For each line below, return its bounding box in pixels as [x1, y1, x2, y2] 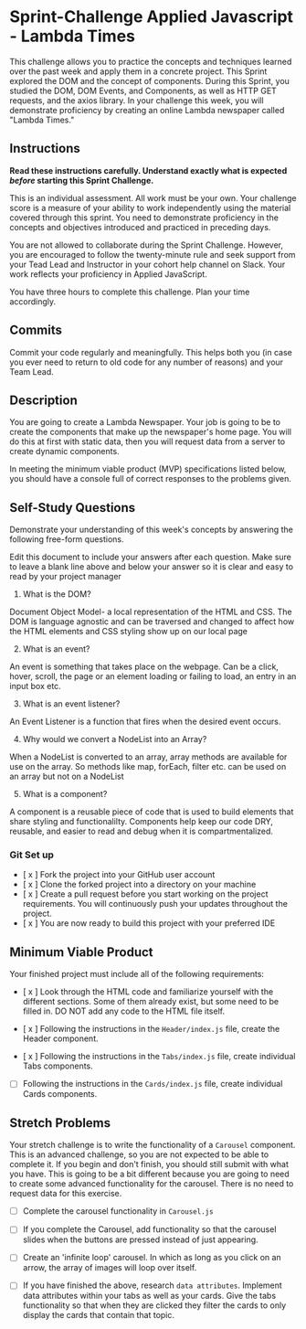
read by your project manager [9, 571, 121, 582]
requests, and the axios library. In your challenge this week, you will [9, 94, 264, 106]
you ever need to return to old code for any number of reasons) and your [9, 356, 284, 367]
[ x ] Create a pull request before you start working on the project [22, 888, 269, 899]
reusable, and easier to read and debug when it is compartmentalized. [9, 825, 274, 837]
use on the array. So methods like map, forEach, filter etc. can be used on [9, 761, 287, 772]
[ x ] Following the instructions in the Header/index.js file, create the [22, 1024, 280, 1035]
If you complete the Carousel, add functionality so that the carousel [22, 1224, 277, 1235]
